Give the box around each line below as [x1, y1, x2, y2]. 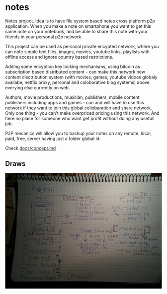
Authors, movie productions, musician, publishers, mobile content [5, 94, 140, 100]
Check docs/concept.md [5, 145, 56, 151]
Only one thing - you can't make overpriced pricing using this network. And [5, 110, 160, 116]
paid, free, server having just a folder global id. [5, 136, 101, 142]
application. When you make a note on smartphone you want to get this [5, 23, 152, 29]
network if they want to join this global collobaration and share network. [5, 105, 153, 111]
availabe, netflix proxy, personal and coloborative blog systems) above [5, 79, 150, 85]
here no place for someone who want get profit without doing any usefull [5, 115, 155, 121]
